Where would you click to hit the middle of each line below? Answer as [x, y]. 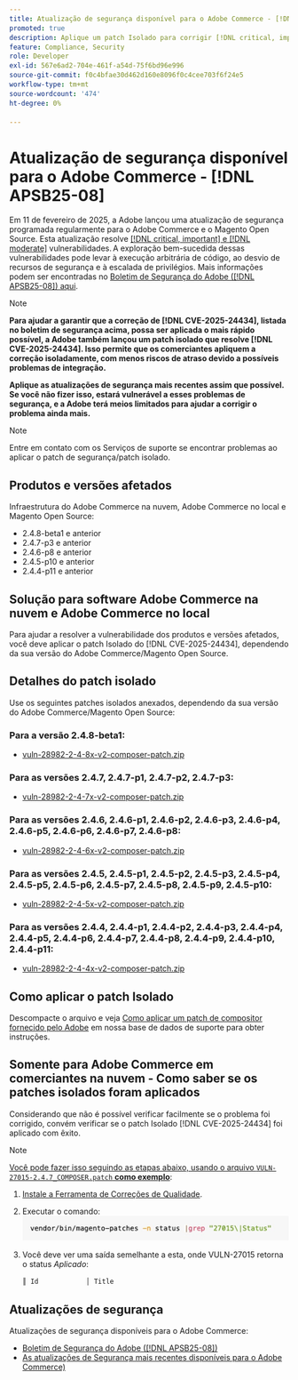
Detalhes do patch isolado [83, 682]
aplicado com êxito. [45, 1133]
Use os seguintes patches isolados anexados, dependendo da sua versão [144, 702]
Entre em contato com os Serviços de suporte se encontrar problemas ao [143, 448]
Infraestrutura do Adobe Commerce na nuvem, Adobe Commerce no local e [148, 507]
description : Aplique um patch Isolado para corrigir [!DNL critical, [142, 37]
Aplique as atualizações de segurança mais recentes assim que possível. [147, 385]
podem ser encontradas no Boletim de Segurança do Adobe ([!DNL [132, 277]
